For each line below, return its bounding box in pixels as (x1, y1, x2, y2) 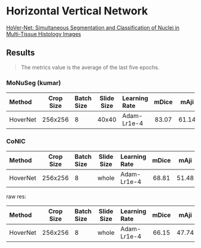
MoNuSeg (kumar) (6, 78, 61, 87)
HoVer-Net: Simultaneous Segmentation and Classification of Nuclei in (6, 24, 179, 31)
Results (6, 48, 35, 58)
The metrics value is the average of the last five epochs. (20, 63, 160, 71)
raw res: (6, 193, 27, 200)
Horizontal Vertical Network (6, 4, 148, 18)
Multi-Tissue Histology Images (6, 30, 81, 37)
